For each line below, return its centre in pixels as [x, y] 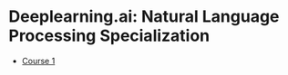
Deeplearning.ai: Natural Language [144, 17]
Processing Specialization [109, 36]
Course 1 [38, 61]
